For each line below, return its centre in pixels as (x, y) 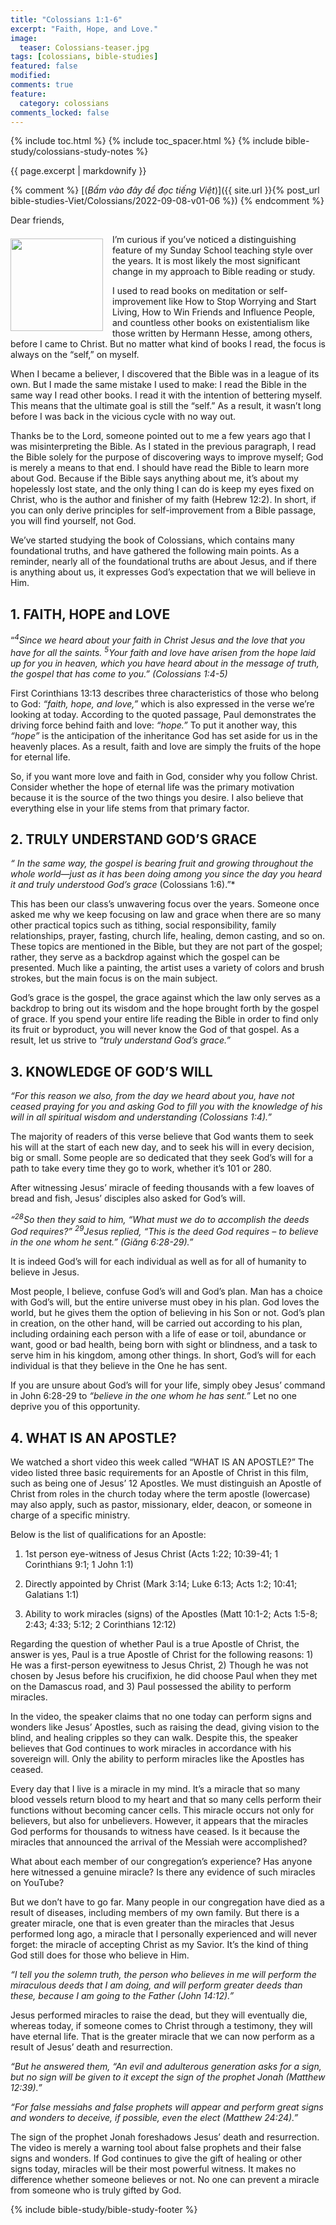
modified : (31, 76)
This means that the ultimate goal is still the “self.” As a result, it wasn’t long (166, 406)
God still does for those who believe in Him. (100, 1955)
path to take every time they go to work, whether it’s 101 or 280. (141, 1168)
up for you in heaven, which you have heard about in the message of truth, (165, 663)
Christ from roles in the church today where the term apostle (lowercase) (160, 1494)
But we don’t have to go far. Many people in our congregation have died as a (167, 1902)
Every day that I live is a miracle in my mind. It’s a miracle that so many (155, 1789)
